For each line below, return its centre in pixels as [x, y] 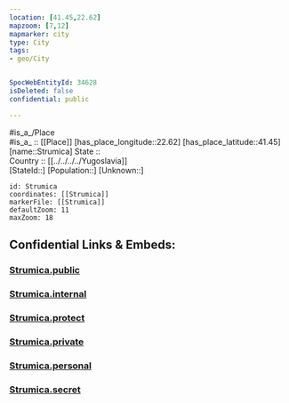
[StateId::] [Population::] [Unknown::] [76, 170]
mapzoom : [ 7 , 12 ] [39, 26]
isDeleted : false [41, 91]
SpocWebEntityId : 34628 [53, 83]
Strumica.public [44, 270]
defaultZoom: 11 [39, 210]
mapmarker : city [39, 34]
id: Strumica [33, 186]
